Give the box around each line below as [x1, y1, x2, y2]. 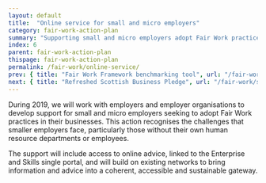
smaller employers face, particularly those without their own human [8, 124, 228, 135]
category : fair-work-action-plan [8, 26, 119, 34]
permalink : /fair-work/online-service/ [8, 63, 140, 71]
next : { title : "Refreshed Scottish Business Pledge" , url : [8, 78, 211, 86]
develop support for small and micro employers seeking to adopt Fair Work [8, 108, 253, 117]
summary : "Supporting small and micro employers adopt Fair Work [8, 33, 228, 42]
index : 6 [8, 41, 37, 49]
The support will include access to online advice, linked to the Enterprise [8, 148, 245, 158]
